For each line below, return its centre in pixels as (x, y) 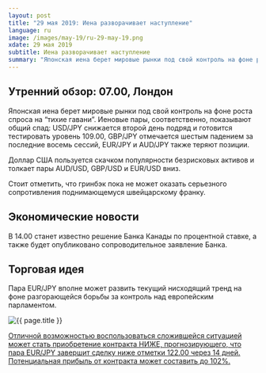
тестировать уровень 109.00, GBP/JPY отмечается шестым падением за (131, 136)
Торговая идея (46, 269)
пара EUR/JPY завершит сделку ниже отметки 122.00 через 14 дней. (124, 352)
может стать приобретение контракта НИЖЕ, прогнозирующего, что (125, 344)
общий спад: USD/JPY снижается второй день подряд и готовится (120, 128)
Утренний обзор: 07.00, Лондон (91, 92)
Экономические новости (74, 217)
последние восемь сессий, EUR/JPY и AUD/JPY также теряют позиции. (129, 144)
